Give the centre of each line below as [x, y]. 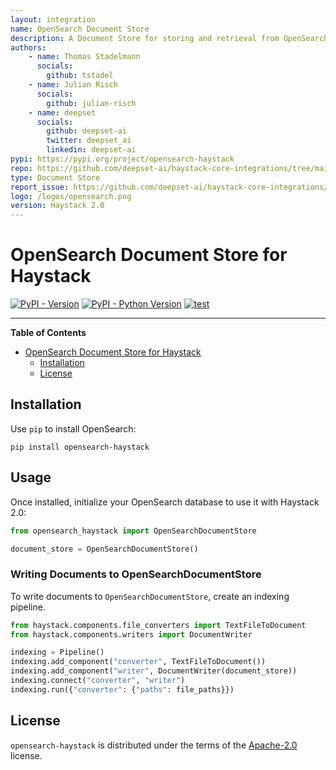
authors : [28, 47]
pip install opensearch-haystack [80, 447]
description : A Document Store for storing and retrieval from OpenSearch [169, 38]
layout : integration [53, 19]
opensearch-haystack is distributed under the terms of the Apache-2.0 [154, 745]
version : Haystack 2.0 [57, 206]
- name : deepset [62, 112]
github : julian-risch [91, 103]
